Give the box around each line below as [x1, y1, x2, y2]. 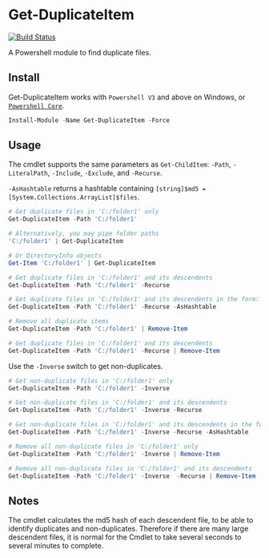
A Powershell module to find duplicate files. [8, 47, 152, 57]
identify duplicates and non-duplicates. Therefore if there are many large [8, 524, 249, 534]
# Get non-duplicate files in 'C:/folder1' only [8, 377, 174, 385]
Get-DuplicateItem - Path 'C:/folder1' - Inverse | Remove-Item [8, 450, 220, 458]
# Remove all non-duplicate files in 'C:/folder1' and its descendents [8, 464, 252, 472]
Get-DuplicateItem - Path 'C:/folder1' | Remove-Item [8, 325, 188, 334]
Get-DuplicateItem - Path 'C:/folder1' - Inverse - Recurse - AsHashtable [8, 428, 249, 436]
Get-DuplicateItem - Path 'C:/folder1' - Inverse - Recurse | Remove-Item [8, 471, 256, 480]
